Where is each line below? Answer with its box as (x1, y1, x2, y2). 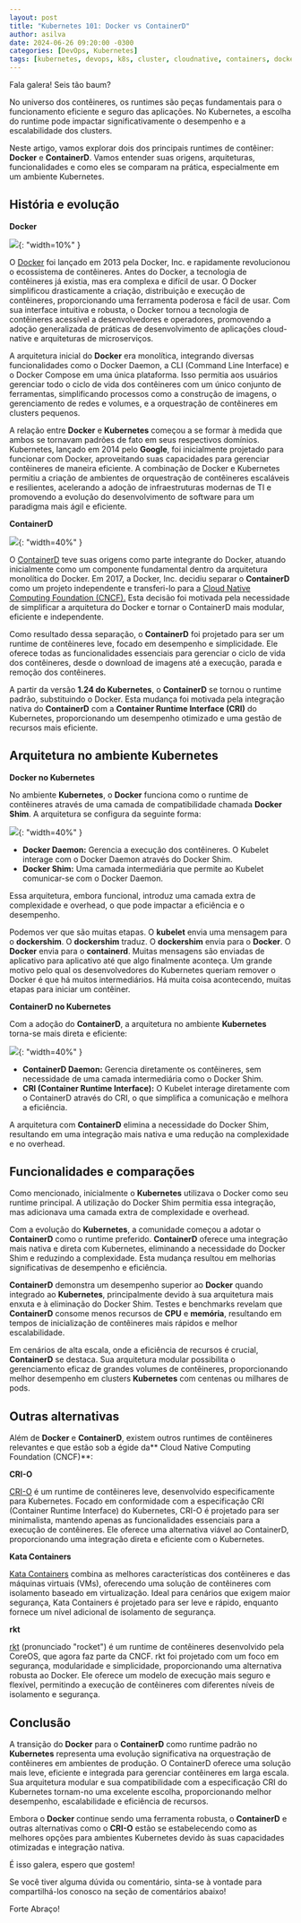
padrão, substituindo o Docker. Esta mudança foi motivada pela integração (9, 694, 285, 704)
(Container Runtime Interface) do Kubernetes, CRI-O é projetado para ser (9, 1505, 279, 1516)
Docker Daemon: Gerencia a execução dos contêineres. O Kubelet (21, 844, 269, 855)
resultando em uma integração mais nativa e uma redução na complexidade (9, 1128, 289, 1139)
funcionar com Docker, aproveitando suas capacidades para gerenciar (9, 453, 270, 464)
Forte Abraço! (9, 1903, 60, 1914)
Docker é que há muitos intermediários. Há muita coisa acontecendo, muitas (9, 974, 291, 985)
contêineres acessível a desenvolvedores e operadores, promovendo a (9, 314, 271, 324)
